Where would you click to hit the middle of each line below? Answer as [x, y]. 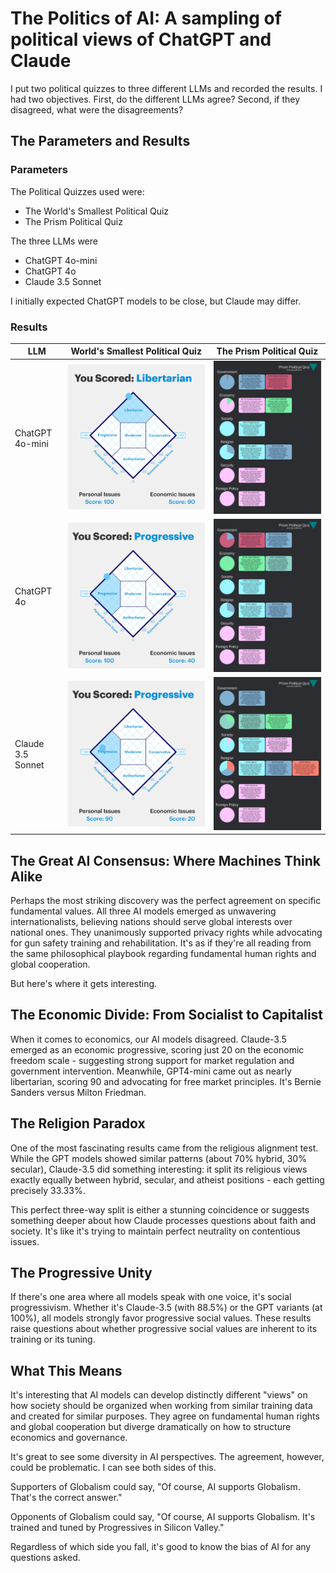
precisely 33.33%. [48, 1190]
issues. [25, 1241]
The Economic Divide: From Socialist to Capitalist [167, 1015]
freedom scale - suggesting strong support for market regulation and [152, 1060]
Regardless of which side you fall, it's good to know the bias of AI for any [161, 1547]
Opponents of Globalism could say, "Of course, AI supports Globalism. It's [163, 1517]
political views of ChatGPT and [141, 39]
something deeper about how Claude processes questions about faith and [163, 1220]
